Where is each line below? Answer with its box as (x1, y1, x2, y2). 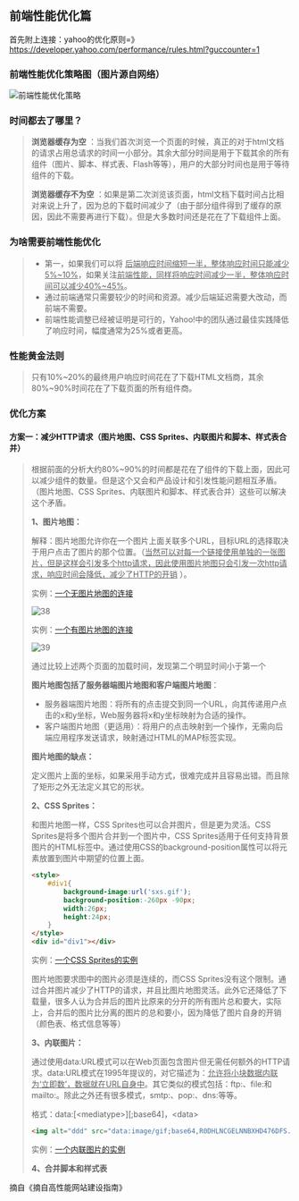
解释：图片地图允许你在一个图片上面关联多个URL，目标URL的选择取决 (30, 536, 289, 546)
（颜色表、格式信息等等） (30, 1019, 126, 1028)
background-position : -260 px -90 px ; (63, 895, 196, 905)
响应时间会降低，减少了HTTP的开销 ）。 (46, 569, 192, 579)
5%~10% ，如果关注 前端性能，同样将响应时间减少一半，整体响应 (44, 269, 282, 280)
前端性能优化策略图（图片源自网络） (9, 68, 165, 80)
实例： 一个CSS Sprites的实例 (30, 955, 138, 965)
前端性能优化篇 (9, 8, 92, 24)
